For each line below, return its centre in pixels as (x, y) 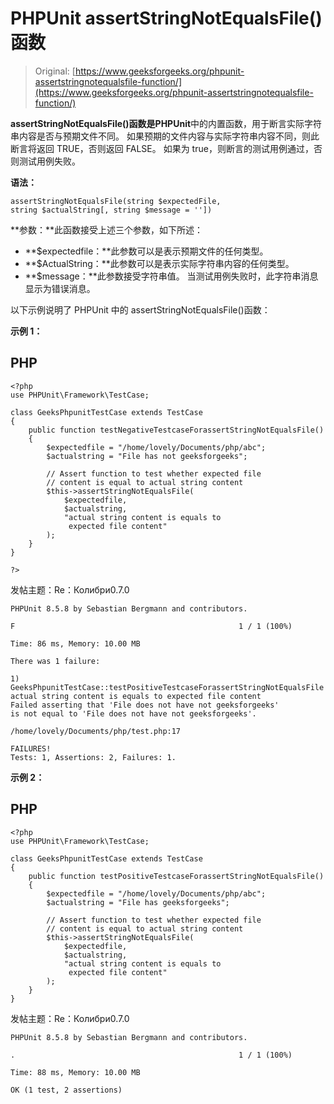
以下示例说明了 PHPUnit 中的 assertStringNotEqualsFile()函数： (140, 309)
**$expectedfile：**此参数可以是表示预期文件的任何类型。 (146, 251)
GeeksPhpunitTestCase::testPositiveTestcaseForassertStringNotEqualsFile (167, 687)
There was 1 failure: (55, 661)
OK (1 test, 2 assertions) (66, 1090)
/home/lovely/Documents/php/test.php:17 (96, 731)
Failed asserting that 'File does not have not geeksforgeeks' (145, 705)
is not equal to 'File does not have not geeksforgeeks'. (133, 713)
